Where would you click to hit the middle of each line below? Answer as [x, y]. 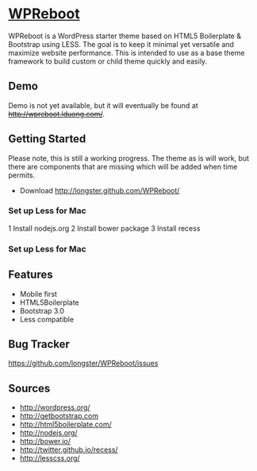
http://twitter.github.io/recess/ [69, 450]
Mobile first [38, 294]
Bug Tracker [39, 344]
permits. [22, 175]
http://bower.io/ [45, 442]
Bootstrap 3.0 [42, 310]
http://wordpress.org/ [55, 407]
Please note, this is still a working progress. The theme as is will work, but [129, 158]
